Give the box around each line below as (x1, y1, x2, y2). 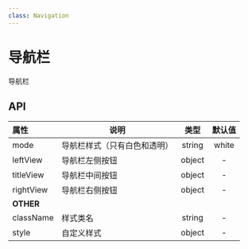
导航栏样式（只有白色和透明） (61, 140, 173, 151)
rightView (12, 185, 48, 196)
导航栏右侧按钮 (61, 185, 118, 196)
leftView (12, 154, 43, 165)
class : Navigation (8, 11, 69, 20)
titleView (12, 169, 45, 181)
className (12, 212, 54, 224)
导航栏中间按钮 (61, 170, 118, 181)
